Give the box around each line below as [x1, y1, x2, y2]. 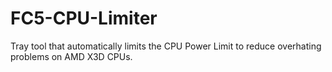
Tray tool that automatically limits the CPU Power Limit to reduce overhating [10, 40, 322, 52]
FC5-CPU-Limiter [10, 7, 158, 30]
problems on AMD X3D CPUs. [10, 50, 133, 62]
